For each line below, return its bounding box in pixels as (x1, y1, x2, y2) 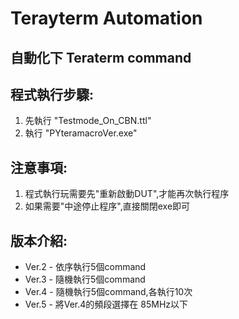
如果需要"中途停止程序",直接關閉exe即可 (24, 200, 191, 212)
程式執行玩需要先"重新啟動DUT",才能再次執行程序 (24, 188, 230, 200)
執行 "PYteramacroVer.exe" (24, 127, 138, 139)
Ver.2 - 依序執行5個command (24, 261, 147, 273)
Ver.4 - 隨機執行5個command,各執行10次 (24, 286, 193, 298)
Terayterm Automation (10, 7, 203, 30)
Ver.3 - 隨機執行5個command (24, 273, 146, 286)
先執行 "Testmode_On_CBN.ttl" (24, 115, 152, 127)
